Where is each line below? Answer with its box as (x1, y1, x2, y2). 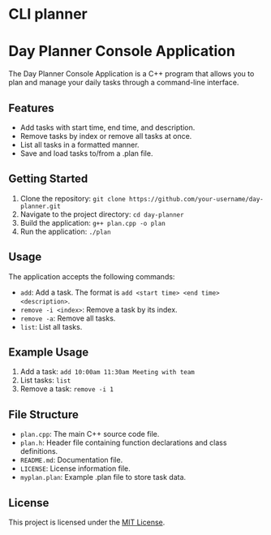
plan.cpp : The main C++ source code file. (19, 429, 160, 439)
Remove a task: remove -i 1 (19, 384, 114, 394)
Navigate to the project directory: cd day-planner (19, 209, 184, 219)
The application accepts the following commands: (8, 271, 175, 281)
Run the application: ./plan (19, 227, 111, 236)
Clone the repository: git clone (19, 193, 126, 203)
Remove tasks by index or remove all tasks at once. (19, 131, 192, 140)
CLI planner (8, 5, 88, 24)
